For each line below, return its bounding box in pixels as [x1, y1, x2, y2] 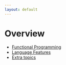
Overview [4, 28, 45, 39]
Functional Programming [11, 44, 62, 50]
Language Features [11, 49, 51, 55]
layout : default [4, 7, 38, 12]
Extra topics [11, 54, 36, 60]
